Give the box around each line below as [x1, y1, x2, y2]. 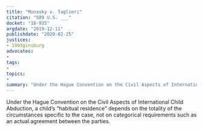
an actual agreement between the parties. [6, 118, 111, 124]
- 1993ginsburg [6, 43, 45, 49]
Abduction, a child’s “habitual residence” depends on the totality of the [6, 105, 182, 112]
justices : [6, 37, 31, 43]
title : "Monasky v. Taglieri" [6, 8, 83, 15]
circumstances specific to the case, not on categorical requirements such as [6, 111, 197, 118]
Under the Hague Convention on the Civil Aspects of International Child [6, 98, 184, 106]
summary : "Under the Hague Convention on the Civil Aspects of [6, 82, 169, 88]
